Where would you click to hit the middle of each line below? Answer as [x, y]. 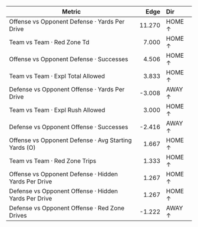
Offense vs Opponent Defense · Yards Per [67, 22]
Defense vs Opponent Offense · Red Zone [67, 208]
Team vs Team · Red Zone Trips [53, 161]
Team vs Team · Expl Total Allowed [57, 76]
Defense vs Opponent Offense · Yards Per [67, 89]
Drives [18, 216]
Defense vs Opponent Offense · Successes [69, 127]
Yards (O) [22, 148]
